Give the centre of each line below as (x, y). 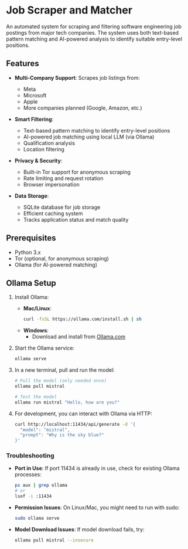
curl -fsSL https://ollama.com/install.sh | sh (82, 319)
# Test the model (36, 396)
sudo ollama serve (37, 518)
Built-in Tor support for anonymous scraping (77, 172)
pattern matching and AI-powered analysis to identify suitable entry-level (94, 39)
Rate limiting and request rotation (63, 178)
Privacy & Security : (38, 160)
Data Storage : (32, 196)
